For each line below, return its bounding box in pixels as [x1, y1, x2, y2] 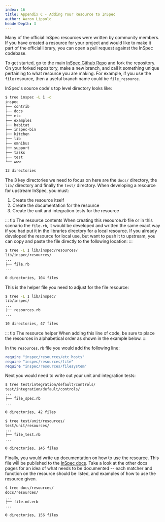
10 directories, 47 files [5, 321, 58, 326]
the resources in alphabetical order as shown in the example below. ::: [5, 335, 147, 341]
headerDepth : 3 [5, 21, 36, 26]
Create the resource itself [12, 197, 65, 203]
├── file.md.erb [5, 499, 38, 504]
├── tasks [5, 150, 26, 155]
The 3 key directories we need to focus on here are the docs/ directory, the [5, 177, 157, 183]
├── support [5, 145, 30, 150]
